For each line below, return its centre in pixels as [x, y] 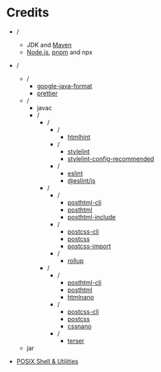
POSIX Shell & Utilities [47, 361]
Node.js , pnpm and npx [60, 52]
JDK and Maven [49, 45]
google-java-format [64, 86]
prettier [47, 93]
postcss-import [89, 246]
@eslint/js [82, 180]
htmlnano [81, 297]
